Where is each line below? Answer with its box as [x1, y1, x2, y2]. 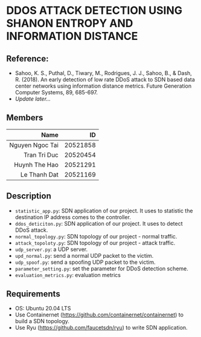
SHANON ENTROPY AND [6, 16, 133, 30]
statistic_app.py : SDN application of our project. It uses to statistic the [14, 207, 193, 214]
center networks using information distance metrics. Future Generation [14, 82, 192, 90]
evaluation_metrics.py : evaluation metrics [14, 271, 121, 278]
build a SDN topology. [14, 318, 69, 325]
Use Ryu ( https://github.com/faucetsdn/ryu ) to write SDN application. [14, 324, 188, 332]
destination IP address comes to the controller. [14, 213, 132, 221]
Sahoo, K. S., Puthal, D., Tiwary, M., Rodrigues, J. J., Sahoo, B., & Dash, [14, 70, 192, 76]
